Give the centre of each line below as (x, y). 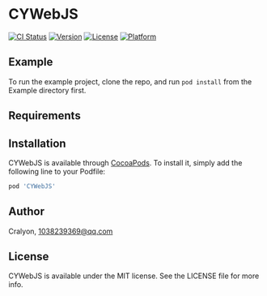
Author (26, 212)
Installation (37, 143)
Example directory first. (47, 90)
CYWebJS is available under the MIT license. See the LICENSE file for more (134, 276)
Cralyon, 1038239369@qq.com (61, 231)
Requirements (44, 116)
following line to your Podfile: (57, 171)
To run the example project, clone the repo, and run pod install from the (130, 81)
